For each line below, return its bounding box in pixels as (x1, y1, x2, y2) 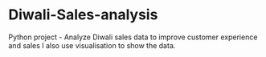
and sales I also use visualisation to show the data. (8, 40, 176, 50)
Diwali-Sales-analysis (8, 6, 158, 24)
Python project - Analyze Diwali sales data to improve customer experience (8, 32, 258, 42)
